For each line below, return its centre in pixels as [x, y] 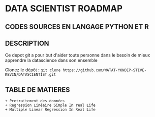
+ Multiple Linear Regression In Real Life [50, 110]
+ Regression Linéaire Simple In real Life [50, 105]
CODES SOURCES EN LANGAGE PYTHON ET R [77, 27]
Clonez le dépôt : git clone [33, 70]
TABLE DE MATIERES [38, 90]
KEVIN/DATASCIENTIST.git [31, 75]
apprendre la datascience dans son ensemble [51, 60]
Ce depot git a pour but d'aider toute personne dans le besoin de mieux [77, 55]
